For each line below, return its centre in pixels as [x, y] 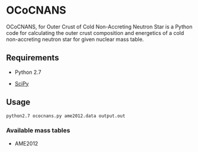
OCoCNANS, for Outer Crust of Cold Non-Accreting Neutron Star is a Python [99, 27]
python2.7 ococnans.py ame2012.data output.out [66, 116]
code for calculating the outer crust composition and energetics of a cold [95, 33]
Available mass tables [38, 131]
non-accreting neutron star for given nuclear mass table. [75, 39]
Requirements [33, 58]
